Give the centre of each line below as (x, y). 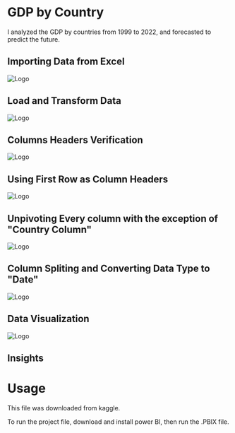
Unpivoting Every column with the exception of (113, 219)
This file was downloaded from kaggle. (64, 408)
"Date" (23, 280)
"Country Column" (49, 229)
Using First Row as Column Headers (88, 179)
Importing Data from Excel (66, 62)
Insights (26, 358)
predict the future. (34, 39)
